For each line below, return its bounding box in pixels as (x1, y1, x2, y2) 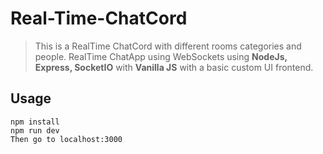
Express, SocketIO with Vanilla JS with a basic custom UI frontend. (34, 61, 314, 73)
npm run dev (10, 125, 60, 136)
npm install (10, 117, 60, 127)
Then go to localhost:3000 (10, 134, 123, 144)
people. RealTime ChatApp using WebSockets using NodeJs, (34, 50, 288, 62)
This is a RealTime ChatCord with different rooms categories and (34, 40, 302, 52)
